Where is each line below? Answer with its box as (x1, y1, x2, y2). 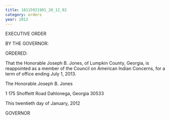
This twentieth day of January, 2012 (5, 100, 80, 106)
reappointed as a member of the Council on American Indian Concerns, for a (5, 65, 165, 71)
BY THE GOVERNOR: (5, 41, 49, 47)
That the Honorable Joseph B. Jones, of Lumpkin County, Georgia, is (5, 60, 150, 66)
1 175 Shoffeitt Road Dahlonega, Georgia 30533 (5, 91, 104, 97)
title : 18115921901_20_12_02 (5, 7, 67, 13)
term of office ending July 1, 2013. (5, 71, 77, 77)
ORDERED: (5, 50, 28, 56)
